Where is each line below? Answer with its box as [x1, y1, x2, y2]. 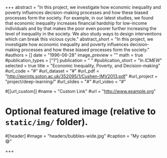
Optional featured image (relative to [5, 106, 156, 117]
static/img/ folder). [5, 116, 88, 128]
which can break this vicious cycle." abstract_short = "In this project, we [5, 36, 154, 42]
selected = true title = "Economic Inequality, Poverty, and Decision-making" [5, 62, 161, 68]
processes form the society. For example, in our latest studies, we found [5, 15, 154, 20]
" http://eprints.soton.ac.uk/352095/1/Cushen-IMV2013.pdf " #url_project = [5, 73, 158, 79]
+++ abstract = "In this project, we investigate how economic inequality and [5, 4, 161, 10]
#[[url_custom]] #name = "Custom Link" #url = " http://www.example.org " [5, 88, 156, 94]
